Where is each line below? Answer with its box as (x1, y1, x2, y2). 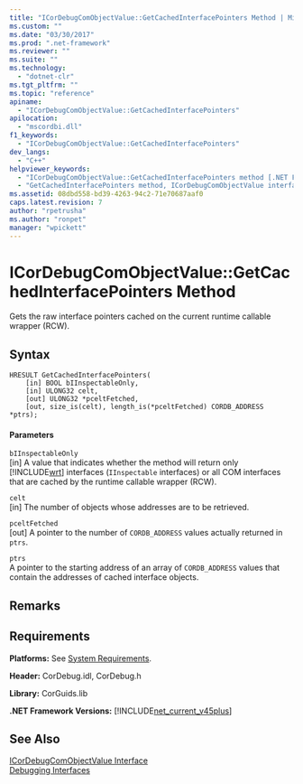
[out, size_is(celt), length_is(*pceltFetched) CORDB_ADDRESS (25, 403, 264, 412)
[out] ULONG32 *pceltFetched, (25, 395, 140, 404)
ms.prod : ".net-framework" (9, 38, 111, 48)
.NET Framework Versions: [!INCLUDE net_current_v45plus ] (9, 705, 233, 716)
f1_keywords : (9, 131, 59, 140)
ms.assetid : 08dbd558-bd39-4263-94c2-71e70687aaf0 (9, 190, 204, 199)
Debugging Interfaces (9, 765, 90, 776)
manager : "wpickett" (9, 223, 87, 232)
